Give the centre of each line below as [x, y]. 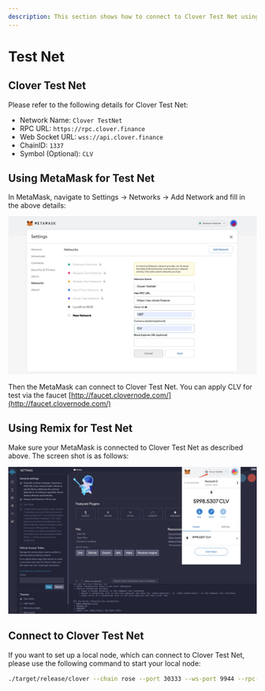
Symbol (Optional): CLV [56, 153]
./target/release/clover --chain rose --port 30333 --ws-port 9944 [121, 678]
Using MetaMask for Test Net [82, 179]
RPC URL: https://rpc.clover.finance [82, 128]
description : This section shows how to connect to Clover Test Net [123, 17]
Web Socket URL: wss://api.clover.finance [91, 136]
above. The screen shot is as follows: [69, 456]
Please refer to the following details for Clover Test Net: [98, 105]
